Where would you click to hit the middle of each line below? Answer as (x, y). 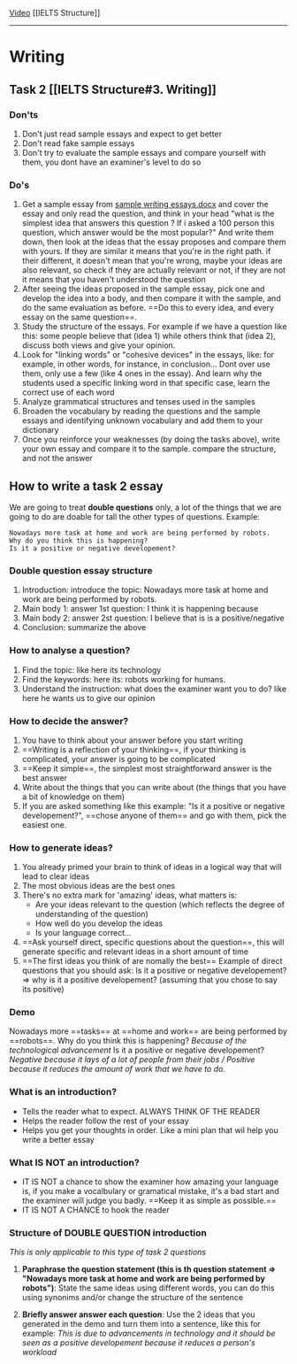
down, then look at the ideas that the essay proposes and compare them (154, 242)
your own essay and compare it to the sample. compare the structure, (149, 449)
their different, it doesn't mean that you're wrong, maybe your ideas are (152, 261)
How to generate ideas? (61, 847)
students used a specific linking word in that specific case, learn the (146, 383)
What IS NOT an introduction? (74, 1162)
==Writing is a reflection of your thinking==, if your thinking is (134, 749)
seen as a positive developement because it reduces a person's (139, 1343)
